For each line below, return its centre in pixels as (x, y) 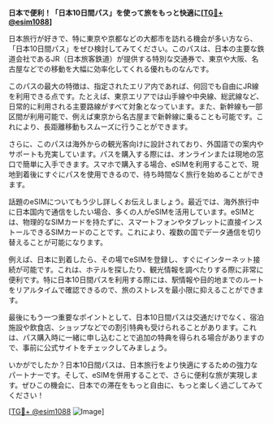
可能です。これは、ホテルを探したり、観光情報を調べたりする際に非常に (143, 270)
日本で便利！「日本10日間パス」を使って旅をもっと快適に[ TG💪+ (116, 13)
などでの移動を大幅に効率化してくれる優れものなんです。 (118, 69)
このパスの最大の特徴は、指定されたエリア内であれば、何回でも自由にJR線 (134, 86)
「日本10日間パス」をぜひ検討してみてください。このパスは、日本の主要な (133, 49)
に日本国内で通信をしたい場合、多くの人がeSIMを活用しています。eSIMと (132, 212)
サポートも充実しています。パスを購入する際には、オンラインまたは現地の (133, 154)
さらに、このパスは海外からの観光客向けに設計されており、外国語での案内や (136, 144)
